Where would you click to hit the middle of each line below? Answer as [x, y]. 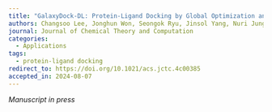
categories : [28, 39]
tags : [17, 54]
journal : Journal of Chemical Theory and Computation [101, 31]
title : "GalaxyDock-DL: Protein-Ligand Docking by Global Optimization [132, 16]
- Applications [41, 46]
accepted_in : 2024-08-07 [50, 76]
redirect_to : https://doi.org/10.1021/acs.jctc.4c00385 [104, 69]
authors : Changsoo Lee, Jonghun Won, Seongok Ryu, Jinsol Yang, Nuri [128, 24]
